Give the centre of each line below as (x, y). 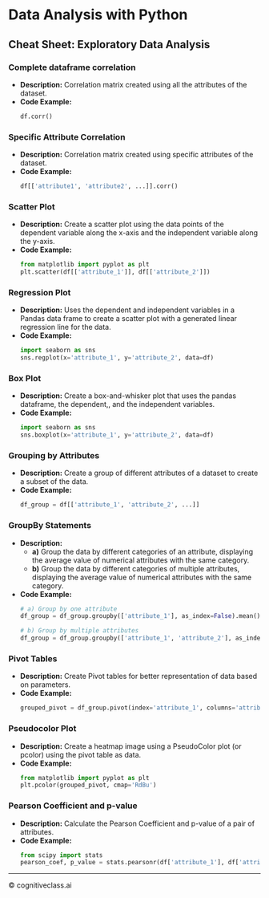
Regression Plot (40, 292)
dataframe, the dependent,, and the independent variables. (117, 404)
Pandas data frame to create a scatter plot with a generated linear (128, 319)
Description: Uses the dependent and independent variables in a (127, 310)
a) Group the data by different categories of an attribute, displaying (143, 551)
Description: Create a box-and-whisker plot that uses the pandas (128, 396)
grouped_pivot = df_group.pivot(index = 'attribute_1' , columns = (128, 708)
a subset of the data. (54, 482)
